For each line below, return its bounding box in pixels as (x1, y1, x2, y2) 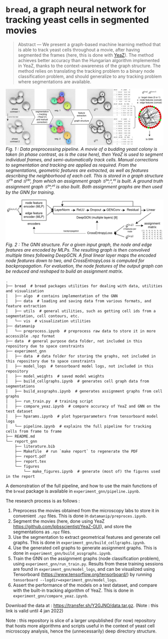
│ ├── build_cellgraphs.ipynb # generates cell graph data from (5, 378, 149, 384)
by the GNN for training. (5, 189, 55, 195)
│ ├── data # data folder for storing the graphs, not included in (5, 353, 156, 359)
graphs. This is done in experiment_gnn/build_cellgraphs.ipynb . (12, 539, 145, 545)
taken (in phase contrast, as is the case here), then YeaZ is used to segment (5, 151, 163, 157)
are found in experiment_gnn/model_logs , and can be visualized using (12, 566, 155, 572)
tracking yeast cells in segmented (5, 14, 149, 26)
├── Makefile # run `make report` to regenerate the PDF (14, 449, 138, 454)
